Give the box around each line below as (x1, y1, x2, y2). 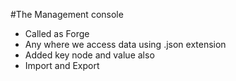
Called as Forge (24, 28, 90, 39)
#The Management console (10, 9, 124, 20)
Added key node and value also (24, 49, 155, 61)
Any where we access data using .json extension (24, 39, 227, 50)
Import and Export (24, 60, 100, 71)
